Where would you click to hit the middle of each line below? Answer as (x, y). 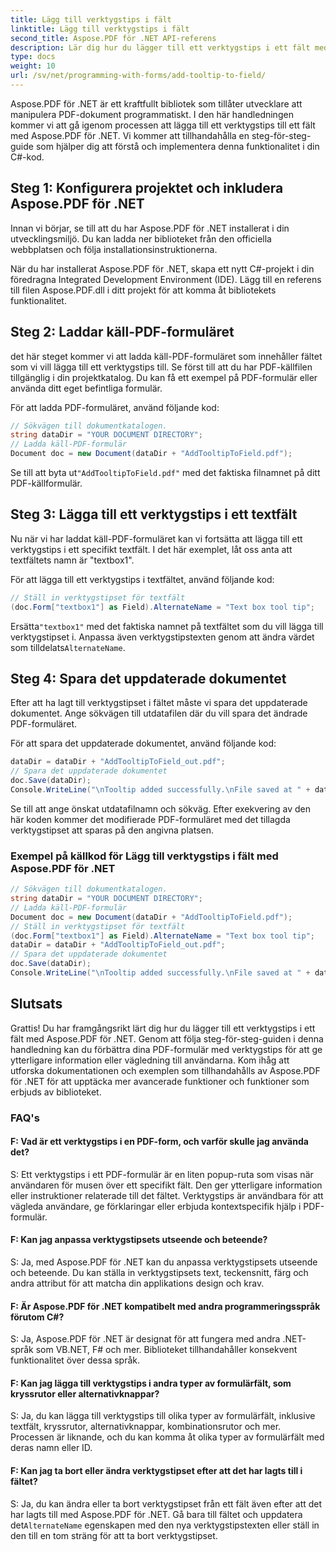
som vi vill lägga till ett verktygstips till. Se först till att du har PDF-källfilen (161, 367)
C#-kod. (27, 157)
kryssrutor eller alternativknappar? (85, 1393)
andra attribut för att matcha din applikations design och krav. (137, 1283)
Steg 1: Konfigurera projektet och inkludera (147, 188)
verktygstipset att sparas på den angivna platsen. (112, 830)
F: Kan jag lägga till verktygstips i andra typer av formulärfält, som (151, 1383)
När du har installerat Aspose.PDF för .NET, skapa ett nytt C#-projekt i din (162, 268)
